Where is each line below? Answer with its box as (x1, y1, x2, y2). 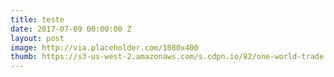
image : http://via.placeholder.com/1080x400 (10, 42, 199, 53)
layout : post (10, 33, 65, 43)
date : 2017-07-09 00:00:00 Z (10, 24, 132, 34)
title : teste (10, 14, 65, 25)
